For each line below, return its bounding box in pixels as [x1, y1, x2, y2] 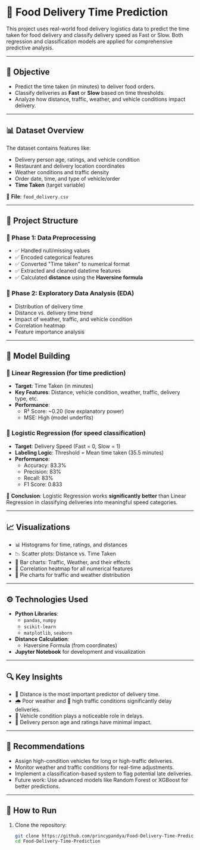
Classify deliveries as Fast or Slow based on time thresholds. [14, 89, 165, 96]
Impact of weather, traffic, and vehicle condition [14, 316, 133, 323]
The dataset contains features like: [6, 144, 91, 152]
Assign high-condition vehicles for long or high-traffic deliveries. [14, 757, 174, 764]
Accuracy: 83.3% [23, 462, 67, 469]
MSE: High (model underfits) [23, 414, 94, 421]
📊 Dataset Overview [6, 125, 85, 136]
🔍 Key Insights [6, 672, 63, 682]
